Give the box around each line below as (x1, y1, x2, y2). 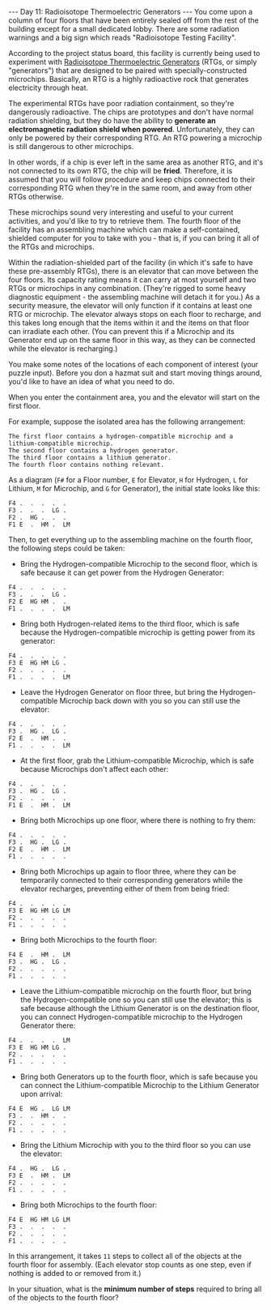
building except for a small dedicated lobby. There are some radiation (8, 24, 240, 33)
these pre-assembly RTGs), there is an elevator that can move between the (8, 267, 259, 276)
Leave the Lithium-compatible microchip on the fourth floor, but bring (19, 987, 252, 995)
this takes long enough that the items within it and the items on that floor (8, 318, 250, 327)
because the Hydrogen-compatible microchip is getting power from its (19, 627, 256, 637)
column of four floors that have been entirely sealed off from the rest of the (8, 15, 259, 25)
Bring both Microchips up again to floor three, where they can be (19, 867, 237, 876)
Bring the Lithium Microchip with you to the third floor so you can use (19, 1141, 252, 1149)
